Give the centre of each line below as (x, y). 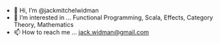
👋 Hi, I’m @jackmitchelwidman (56, 10)
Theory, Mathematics (43, 25)
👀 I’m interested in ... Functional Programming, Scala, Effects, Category (113, 17)
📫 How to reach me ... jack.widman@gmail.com (81, 32)
